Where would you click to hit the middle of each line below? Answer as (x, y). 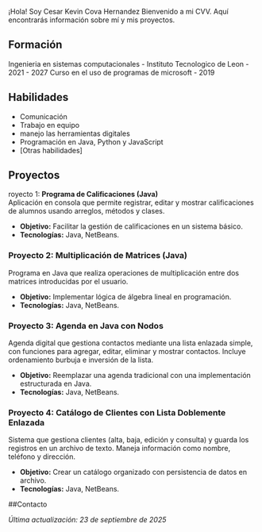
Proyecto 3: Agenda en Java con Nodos (86, 326)
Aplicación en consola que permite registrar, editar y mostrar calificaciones (131, 202)
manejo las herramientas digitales (75, 133)
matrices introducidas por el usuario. (68, 281)
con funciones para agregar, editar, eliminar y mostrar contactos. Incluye (127, 352)
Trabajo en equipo (50, 125)
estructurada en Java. (56, 384)
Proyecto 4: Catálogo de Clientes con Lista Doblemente (117, 412)
